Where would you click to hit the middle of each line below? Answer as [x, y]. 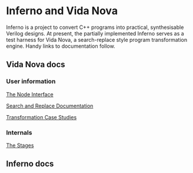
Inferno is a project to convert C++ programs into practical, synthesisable [95, 27]
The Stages [20, 145]
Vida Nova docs [36, 65]
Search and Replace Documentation [50, 106]
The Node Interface [30, 94]
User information [31, 81]
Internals [19, 132]
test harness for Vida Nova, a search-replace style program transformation [96, 40]
